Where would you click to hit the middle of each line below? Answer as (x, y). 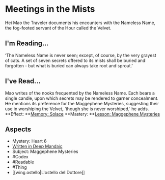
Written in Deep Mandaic (37, 147)
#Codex (20, 157)
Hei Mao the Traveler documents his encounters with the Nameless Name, (80, 23)
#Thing (19, 167)
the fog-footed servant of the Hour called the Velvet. (58, 28)
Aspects (18, 129)
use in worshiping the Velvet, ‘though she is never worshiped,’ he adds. (77, 109)
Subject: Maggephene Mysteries (45, 151)
